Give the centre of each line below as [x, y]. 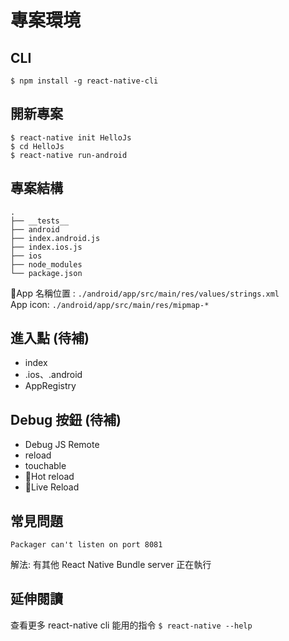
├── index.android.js [55, 238]
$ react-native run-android [69, 155]
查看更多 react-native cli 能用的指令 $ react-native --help [131, 625]
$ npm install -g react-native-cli [84, 81]
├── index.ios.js [46, 247]
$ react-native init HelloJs [71, 137]
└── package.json [46, 273]
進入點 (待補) [50, 338]
